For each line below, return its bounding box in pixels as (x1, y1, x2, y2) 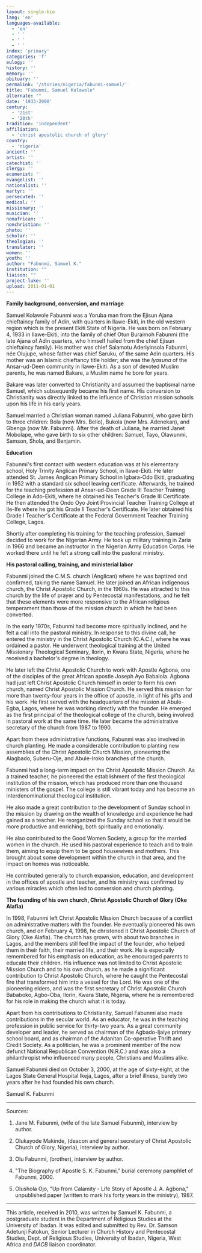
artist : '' (6, 154, 34, 160)
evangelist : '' (6, 177, 44, 183)
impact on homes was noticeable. (6, 860, 90, 867)
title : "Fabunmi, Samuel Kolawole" (6, 87, 96, 93)
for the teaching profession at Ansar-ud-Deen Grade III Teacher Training (6, 486, 185, 493)
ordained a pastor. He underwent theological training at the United (6, 642, 170, 649)
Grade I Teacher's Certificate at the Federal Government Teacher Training (6, 511, 189, 519)
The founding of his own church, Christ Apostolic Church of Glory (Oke (6, 896, 188, 904)
